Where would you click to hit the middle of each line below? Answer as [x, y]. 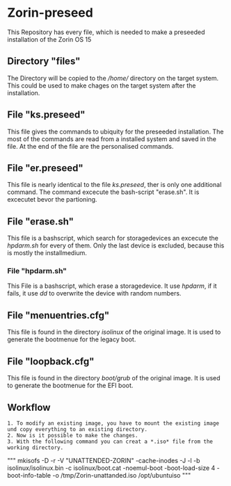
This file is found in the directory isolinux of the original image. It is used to [114, 332]
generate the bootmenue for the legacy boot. [72, 339]
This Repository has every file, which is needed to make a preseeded [106, 32]
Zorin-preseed [50, 13]
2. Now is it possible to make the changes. [73, 435]
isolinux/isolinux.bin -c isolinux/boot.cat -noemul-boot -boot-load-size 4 [111, 468]
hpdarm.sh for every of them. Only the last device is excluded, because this [116, 245]
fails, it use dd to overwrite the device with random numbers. [94, 293]
